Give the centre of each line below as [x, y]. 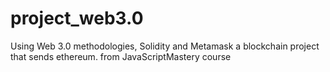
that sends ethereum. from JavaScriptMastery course [121, 56]
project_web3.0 [77, 18]
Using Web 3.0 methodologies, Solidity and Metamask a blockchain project [165, 46]
